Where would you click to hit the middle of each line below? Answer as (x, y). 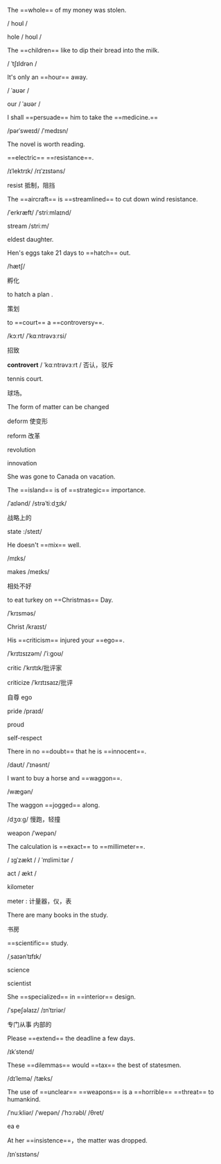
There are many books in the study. (58, 915)
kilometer (21, 887)
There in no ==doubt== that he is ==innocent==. (77, 751)
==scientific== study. (38, 943)
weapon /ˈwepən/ (32, 833)
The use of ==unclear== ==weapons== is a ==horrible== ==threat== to (111, 1092)
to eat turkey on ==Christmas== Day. (60, 600)
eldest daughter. (30, 239)
